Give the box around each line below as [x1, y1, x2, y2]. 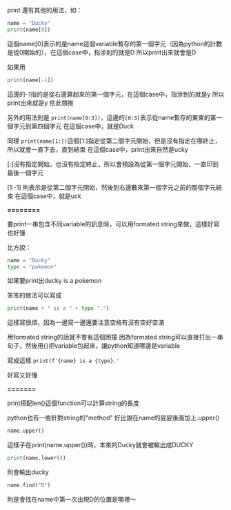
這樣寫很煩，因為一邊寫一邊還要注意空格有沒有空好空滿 [7, 318, 164, 326]
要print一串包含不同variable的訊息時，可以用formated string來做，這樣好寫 [7, 219, 220, 228]
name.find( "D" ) [7, 482, 51, 489]
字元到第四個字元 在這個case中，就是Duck [12, 121, 134, 130]
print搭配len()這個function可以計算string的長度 [7, 399, 140, 407]
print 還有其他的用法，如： [7, 6, 83, 14]
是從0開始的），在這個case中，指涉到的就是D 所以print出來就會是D [7, 48, 197, 57]
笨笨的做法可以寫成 [7, 291, 62, 300]
